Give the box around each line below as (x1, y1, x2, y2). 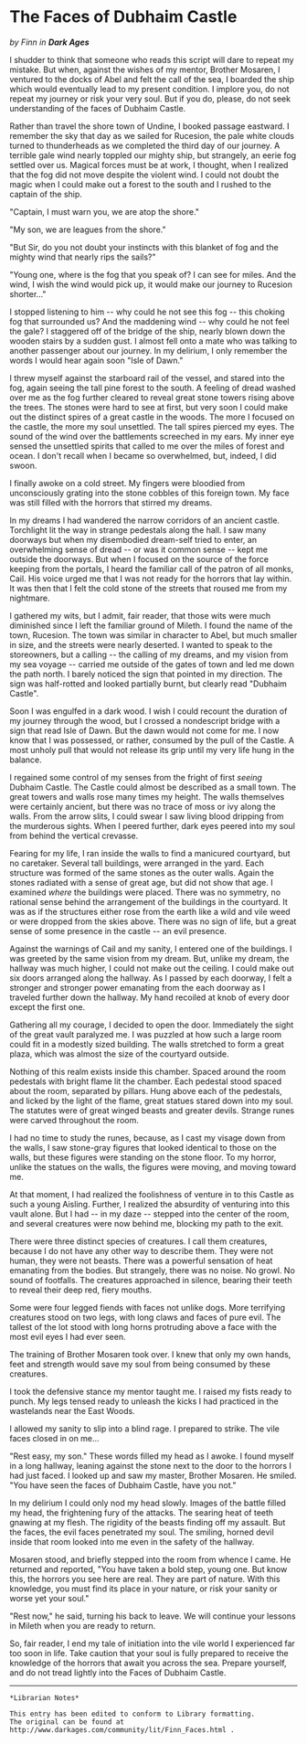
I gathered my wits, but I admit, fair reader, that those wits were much (9, 610, 271, 621)
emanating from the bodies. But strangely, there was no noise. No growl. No (9, 1264, 295, 1276)
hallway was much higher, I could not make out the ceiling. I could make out (9, 962, 294, 973)
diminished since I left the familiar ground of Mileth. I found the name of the (9, 620, 293, 631)
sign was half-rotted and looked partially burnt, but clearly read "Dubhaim (9, 678, 288, 689)
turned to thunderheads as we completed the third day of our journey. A (9, 140, 281, 151)
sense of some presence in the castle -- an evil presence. (9, 925, 227, 936)
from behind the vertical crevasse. (9, 830, 139, 841)
